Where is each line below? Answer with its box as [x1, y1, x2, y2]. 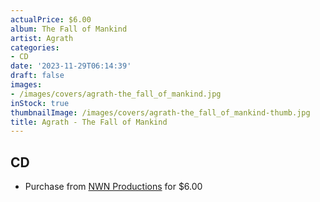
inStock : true [10, 98, 70, 108]
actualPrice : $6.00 [10, 14, 92, 25]
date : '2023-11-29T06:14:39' [10, 61, 132, 71]
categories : [10, 42, 60, 53]
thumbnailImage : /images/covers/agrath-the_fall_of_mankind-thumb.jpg [10, 107, 311, 118]
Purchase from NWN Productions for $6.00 [24, 181, 203, 193]
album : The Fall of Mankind [10, 24, 128, 34]
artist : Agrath [10, 33, 74, 43]
